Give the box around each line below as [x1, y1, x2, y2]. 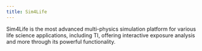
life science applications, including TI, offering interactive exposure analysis [6, 31, 195, 39]
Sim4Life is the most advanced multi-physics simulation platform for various [6, 25, 197, 32]
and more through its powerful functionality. [6, 38, 116, 45]
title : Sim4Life [6, 8, 47, 15]
